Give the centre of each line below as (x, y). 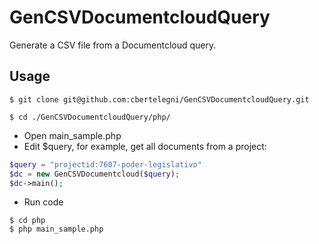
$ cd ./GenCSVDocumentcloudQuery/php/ (90, 117)
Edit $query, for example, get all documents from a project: (145, 146)
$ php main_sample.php (56, 229)
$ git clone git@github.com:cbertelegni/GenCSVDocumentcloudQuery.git (159, 99)
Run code (43, 202)
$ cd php (27, 221)
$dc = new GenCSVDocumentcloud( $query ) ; (95, 174)
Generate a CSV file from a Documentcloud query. (113, 45)
